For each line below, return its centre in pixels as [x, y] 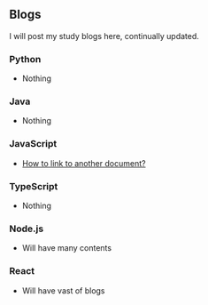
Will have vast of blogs [63, 290]
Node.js [27, 229]
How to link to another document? [84, 163]
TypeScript [34, 186]
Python [25, 59]
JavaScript [33, 144]
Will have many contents [67, 248]
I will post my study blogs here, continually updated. [104, 36]
